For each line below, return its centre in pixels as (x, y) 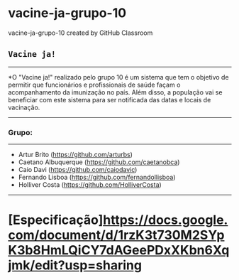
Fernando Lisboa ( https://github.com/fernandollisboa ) (97, 177)
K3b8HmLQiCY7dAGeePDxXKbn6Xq (119, 251)
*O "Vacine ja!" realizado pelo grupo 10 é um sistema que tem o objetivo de (118, 77)
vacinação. (24, 107)
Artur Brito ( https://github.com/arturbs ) (76, 155)
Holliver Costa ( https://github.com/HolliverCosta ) (90, 185)
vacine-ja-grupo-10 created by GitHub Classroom (80, 33)
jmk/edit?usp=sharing (75, 265)
